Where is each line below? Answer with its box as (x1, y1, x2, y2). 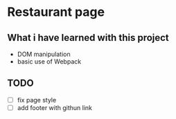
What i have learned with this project (7, 32, 170, 44)
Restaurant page (7, 4, 105, 20)
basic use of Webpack (17, 57, 82, 66)
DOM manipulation (17, 50, 71, 58)
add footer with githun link (17, 103, 92, 111)
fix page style (17, 95, 57, 104)
